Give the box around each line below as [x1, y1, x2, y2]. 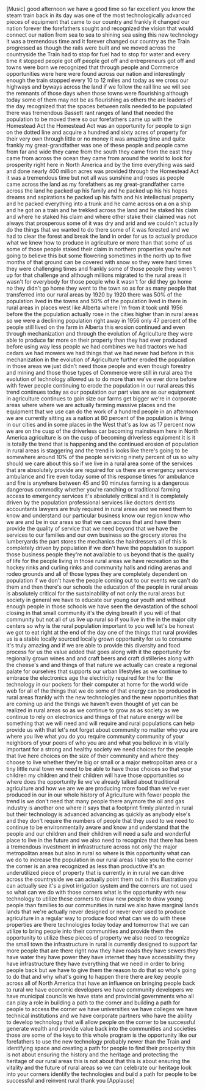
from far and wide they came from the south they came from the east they [6, 148, 193, 155]
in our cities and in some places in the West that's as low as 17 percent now [6, 421, 196, 428]
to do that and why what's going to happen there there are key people [6, 973, 182, 980]
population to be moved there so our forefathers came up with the [6, 116, 173, 123]
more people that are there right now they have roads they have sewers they [6, 947, 198, 954]
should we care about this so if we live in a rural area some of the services [6, 460, 193, 467]
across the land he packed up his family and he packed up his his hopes [6, 187, 188, 194]
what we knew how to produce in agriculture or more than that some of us [6, 239, 193, 246]
